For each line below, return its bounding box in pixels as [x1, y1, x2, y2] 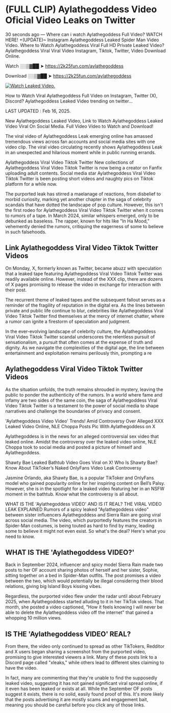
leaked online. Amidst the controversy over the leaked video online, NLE [5, 438, 157, 445]
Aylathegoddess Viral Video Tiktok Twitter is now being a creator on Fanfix [5, 164, 162, 170]
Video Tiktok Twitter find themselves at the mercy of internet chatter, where [5, 313, 165, 319]
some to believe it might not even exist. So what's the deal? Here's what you [5, 528, 166, 534]
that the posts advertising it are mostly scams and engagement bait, [5, 697, 149, 703]
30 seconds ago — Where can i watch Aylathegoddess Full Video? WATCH [5, 31, 162, 37]
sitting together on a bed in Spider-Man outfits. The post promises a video [5, 573, 161, 579]
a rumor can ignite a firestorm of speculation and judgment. [5, 318, 131, 325]
